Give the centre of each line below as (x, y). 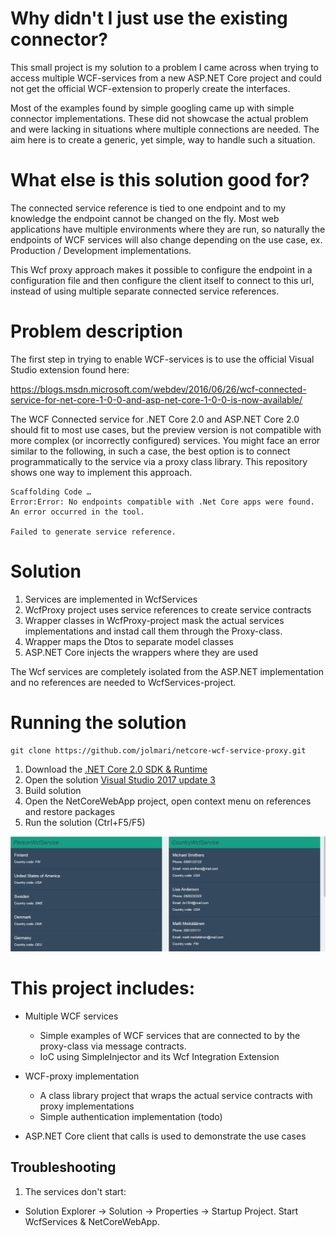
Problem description (96, 331)
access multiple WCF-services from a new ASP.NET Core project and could (166, 78)
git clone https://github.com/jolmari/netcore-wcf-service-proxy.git (158, 750)
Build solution (53, 790)
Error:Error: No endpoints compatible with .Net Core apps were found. (162, 502)
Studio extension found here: (70, 369)
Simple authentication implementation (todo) (131, 1116)
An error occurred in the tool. (77, 512)
